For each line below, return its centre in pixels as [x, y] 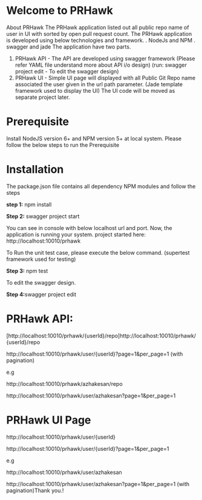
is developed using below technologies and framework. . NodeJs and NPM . [101, 40]
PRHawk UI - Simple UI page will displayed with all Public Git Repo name [105, 78]
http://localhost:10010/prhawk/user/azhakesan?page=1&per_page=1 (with [98, 484]
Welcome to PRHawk [60, 11]
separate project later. [42, 97]
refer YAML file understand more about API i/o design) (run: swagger [101, 65]
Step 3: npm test [27, 271]
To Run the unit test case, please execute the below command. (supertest [98, 252]
